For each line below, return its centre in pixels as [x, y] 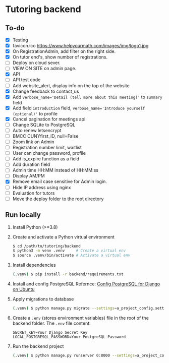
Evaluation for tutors [34, 193]
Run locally [23, 215]
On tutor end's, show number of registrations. [60, 57]
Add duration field [31, 164]
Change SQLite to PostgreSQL [44, 125]
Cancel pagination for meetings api [49, 119]
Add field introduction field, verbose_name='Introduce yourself [79, 108]
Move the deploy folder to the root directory [58, 199]
